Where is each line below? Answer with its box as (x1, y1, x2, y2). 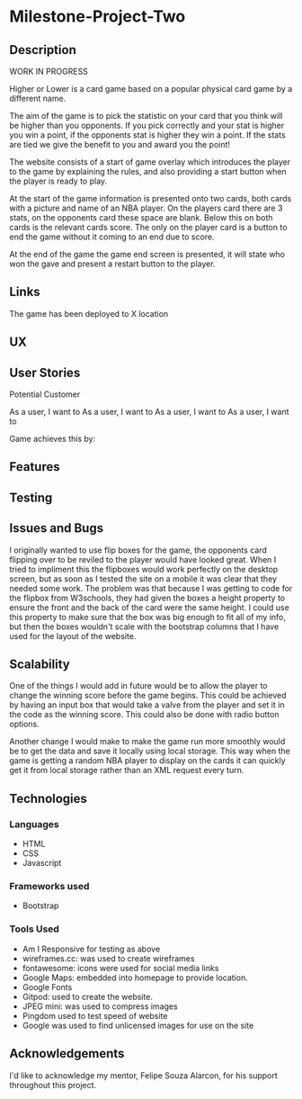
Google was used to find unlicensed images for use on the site (22, 1020, 254, 1031)
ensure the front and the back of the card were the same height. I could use (9, 601, 289, 613)
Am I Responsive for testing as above (22, 943, 161, 954)
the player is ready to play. (9, 176, 108, 186)
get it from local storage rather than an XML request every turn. (9, 765, 244, 776)
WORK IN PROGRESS (9, 66, 88, 77)
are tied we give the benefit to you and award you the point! (9, 140, 231, 149)
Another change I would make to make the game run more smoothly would (9, 736, 286, 747)
